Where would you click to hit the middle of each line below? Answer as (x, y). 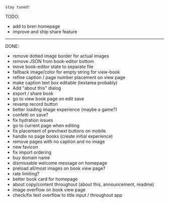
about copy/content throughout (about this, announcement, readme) (83, 184)
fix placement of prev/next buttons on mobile (59, 131)
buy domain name (31, 158)
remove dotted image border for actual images (61, 56)
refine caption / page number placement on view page (69, 77)
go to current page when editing (46, 125)
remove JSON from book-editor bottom (53, 61)
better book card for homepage (45, 179)
